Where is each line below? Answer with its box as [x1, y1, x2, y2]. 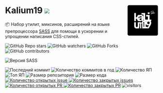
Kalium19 [5, 5, 43, 16]
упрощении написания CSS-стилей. [5, 33, 80, 39]
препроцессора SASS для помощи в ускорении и [5, 28, 108, 34]
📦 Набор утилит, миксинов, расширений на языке [5, 21, 110, 27]
